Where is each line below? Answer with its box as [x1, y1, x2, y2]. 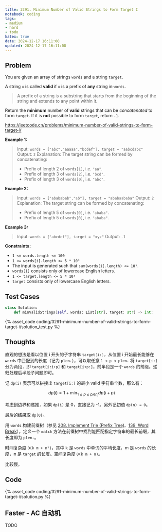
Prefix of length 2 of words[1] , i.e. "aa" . [24, 166, 103, 172]
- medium [5, 20, 23, 26]
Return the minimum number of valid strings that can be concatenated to [5, 107, 153, 113]
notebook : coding [5, 12, 40, 17]
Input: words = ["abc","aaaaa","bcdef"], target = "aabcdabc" [17, 146, 144, 152]
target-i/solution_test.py [5, 324, 53, 330]
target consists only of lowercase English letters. [12, 278, 111, 284]
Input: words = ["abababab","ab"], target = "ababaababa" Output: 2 [17, 195, 154, 201]
